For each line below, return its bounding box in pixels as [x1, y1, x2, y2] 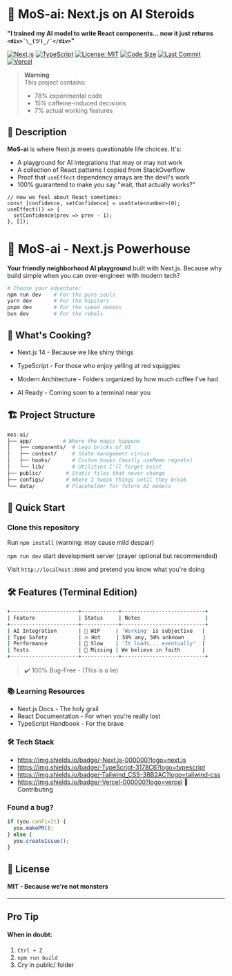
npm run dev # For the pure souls [7, 291, 116, 298]
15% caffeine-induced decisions [34, 98, 126, 107]
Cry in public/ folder [17, 960, 75, 969]
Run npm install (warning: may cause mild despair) [7, 539, 155, 547]
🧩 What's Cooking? [7, 329, 92, 342]
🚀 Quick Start [7, 502, 66, 514]
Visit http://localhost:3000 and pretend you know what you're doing [7, 565, 205, 574]
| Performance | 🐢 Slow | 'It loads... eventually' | [7, 640, 206, 647]
